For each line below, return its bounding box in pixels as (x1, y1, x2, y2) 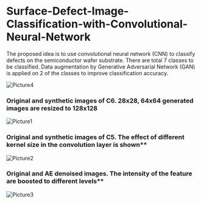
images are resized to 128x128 (6, 104, 98, 112)
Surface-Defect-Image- (6, 4, 129, 18)
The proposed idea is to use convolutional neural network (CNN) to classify (6, 50, 196, 57)
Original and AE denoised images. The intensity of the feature (6, 169, 192, 178)
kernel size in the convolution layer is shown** (6, 141, 147, 149)
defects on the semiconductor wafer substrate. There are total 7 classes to (6, 56, 194, 64)
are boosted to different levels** (6, 177, 104, 186)
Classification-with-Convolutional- (6, 17, 188, 31)
